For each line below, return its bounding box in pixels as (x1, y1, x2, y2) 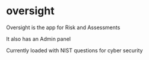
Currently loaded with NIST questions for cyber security (6, 46, 143, 54)
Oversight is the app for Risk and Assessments (6, 24, 121, 31)
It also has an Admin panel (6, 35, 71, 42)
